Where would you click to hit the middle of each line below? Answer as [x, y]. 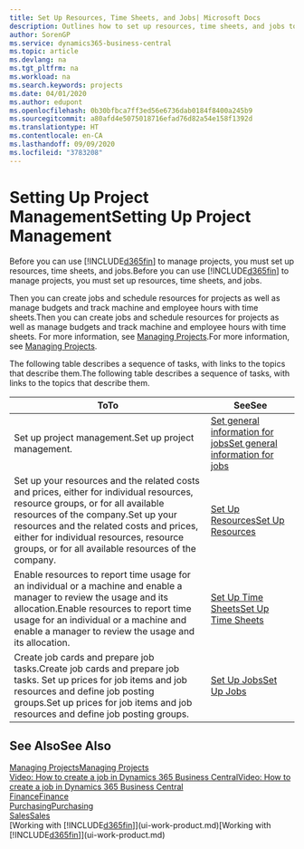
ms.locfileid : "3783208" [56, 152]
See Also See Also [60, 745]
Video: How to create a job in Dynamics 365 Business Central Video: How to [150, 777]
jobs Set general [244, 443]
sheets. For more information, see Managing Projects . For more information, [150, 336]
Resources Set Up [248, 520]
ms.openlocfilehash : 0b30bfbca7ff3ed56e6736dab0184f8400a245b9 [131, 111]
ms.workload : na [40, 77]
